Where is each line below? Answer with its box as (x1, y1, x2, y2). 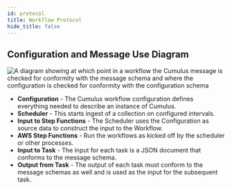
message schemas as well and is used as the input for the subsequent (17, 168, 218, 177)
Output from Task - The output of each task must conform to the (17, 161, 203, 169)
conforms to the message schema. (17, 153, 117, 162)
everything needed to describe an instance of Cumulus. (17, 102, 177, 110)
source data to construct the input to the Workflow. (17, 124, 163, 132)
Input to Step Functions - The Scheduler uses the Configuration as (17, 117, 209, 125)
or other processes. (17, 139, 74, 147)
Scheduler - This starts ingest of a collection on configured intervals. (17, 110, 215, 118)
